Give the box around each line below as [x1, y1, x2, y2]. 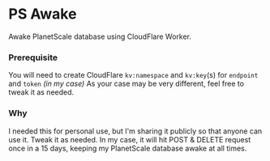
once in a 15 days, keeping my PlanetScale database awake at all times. [8, 143, 247, 153]
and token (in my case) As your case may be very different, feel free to [8, 78, 245, 89]
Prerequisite [8, 52, 58, 63]
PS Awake [8, 5, 77, 23]
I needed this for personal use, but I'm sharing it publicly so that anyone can [8, 126, 263, 136]
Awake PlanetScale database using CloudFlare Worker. [8, 32, 192, 41]
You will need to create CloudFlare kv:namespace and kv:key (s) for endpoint [8, 70, 259, 80]
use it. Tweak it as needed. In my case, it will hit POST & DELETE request [8, 134, 251, 144]
